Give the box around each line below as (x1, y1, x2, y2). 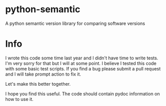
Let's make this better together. (5, 81, 71, 87)
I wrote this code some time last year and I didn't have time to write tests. (5, 55, 158, 61)
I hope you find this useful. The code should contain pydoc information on (5, 90, 160, 97)
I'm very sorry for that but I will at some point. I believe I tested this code (5, 60, 157, 66)
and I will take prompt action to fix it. (5, 71, 81, 77)
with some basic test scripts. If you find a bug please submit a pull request (5, 65, 161, 72)
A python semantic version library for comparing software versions (5, 20, 146, 26)
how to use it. (5, 96, 34, 102)
